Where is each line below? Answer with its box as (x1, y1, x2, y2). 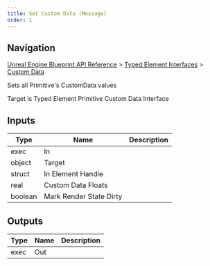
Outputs (7, 215, 44, 227)
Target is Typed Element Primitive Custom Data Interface (7, 95, 169, 103)
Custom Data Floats (44, 180, 109, 190)
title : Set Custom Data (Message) (7, 10, 107, 17)
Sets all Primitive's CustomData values (7, 81, 117, 90)
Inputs (7, 115, 36, 126)
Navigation (7, 42, 55, 54)
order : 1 (7, 17, 33, 23)
